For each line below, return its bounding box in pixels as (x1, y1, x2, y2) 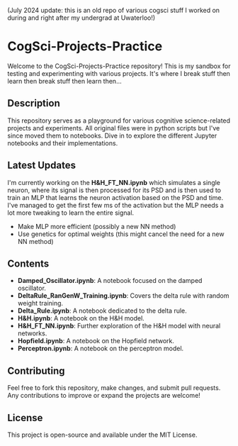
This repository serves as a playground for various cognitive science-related (7, 116, 231, 125)
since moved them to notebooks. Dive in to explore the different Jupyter (7, 131, 217, 140)
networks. (17, 329, 47, 338)
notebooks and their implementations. (7, 138, 118, 147)
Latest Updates (7, 160, 76, 172)
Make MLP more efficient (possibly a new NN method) (17, 222, 176, 230)
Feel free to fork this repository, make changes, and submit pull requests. (7, 384, 221, 392)
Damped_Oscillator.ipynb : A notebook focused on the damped (17, 277, 203, 285)
